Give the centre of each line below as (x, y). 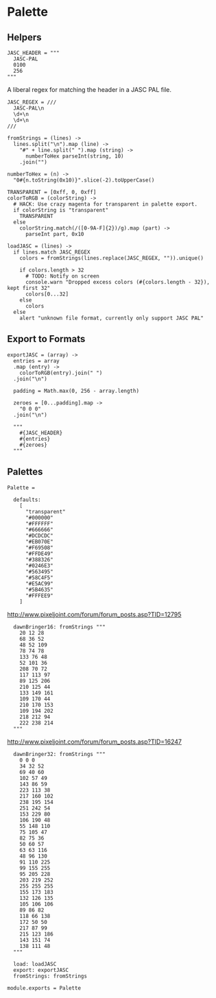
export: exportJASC (41, 970)
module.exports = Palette (44, 988)
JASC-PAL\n (29, 108)
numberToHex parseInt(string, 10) (75, 156)
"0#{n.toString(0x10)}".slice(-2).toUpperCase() (84, 180)
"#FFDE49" (39, 553)
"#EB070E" (39, 541)
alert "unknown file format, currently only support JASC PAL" (112, 318)
